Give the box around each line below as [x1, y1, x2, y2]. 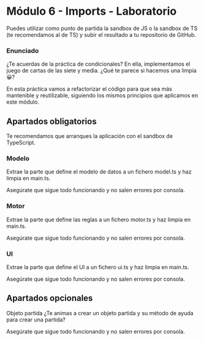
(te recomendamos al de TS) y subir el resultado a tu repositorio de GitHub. [6, 31, 197, 38]
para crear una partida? [6, 316, 66, 323]
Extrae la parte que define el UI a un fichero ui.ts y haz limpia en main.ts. [6, 263, 189, 270]
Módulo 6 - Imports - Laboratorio [6, 4, 177, 18]
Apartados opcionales [6, 293, 93, 304]
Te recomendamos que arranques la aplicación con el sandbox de [6, 132, 173, 140]
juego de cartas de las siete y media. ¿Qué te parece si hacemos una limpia [6, 67, 197, 74]
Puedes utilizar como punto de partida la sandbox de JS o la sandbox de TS [6, 25, 198, 32]
